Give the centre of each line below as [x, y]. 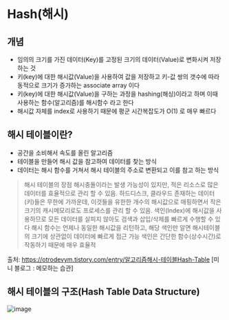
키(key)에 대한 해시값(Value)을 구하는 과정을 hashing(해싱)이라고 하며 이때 [118, 94]
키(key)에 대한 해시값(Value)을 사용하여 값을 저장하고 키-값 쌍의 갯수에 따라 [118, 77]
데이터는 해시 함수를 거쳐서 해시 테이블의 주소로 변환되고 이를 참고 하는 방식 [118, 170]
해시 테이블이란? [40, 135]
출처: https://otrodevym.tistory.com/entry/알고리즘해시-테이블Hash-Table [109, 259]
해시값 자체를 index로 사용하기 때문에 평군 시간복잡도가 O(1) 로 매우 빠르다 [117, 111]
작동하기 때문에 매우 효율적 [60, 244]
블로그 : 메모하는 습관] [44, 268]
